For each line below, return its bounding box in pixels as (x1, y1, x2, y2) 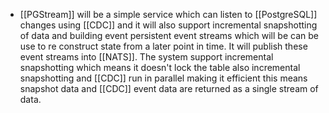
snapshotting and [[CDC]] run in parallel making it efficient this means (19, 72, 308, 84)
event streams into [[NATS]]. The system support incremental (19, 51, 274, 63)
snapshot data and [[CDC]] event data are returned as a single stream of (19, 83, 319, 94)
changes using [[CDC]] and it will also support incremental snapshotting (19, 19, 318, 31)
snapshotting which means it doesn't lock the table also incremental (19, 62, 301, 73)
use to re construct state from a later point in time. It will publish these (19, 40, 308, 52)
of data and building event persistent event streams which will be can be (19, 30, 319, 41)
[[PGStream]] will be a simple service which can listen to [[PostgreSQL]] (19, 9, 318, 20)
